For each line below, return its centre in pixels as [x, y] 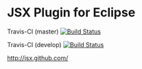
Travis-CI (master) [33, 31]
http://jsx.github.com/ [38, 58]
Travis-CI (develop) [34, 44]
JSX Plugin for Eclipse [71, 13]
